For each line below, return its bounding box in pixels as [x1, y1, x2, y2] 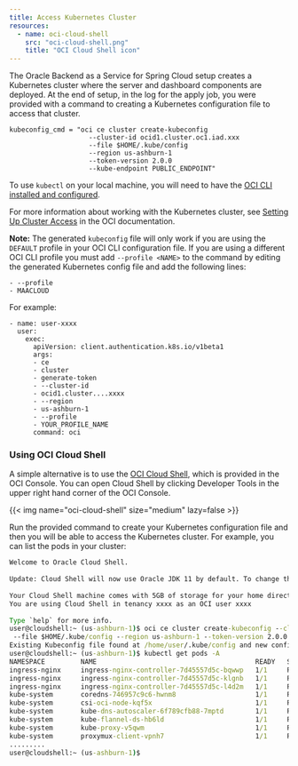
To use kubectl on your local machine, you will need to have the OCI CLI [9, 180, 273, 191]
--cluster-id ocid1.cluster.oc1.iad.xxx [88, 133, 240, 142]
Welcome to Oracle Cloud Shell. [9, 558, 129, 567]
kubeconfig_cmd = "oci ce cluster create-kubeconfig [9, 125, 208, 134]
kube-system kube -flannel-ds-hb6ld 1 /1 [9, 715, 268, 724]
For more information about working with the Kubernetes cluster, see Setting [9, 206, 289, 218]
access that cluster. [9, 108, 82, 119]
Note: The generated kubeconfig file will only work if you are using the [9, 233, 266, 244]
